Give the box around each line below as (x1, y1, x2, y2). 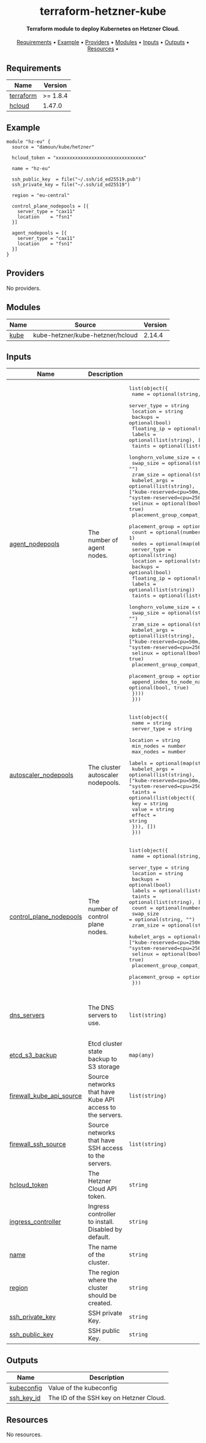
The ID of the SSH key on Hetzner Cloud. (48, 1394, 166, 1402)
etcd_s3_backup (9, 1051, 57, 1060)
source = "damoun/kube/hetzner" (12, 144, 95, 150)
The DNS (88, 1003, 115, 1012)
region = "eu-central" (12, 192, 70, 199)
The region (88, 1268, 120, 1277)
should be (88, 1291, 117, 1300)
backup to (88, 1055, 118, 1064)
